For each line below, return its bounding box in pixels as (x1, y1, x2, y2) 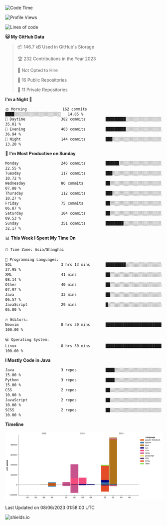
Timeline (5, 421, 24, 427)
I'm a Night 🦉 (5, 97, 32, 102)
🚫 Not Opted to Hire (17, 68, 58, 73)
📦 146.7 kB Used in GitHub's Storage (17, 44, 95, 50)
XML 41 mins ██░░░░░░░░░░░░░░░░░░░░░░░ (5, 272, 162, 277)
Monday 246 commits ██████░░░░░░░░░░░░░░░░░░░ (5, 161, 162, 166)
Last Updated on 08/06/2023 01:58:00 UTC (5, 504, 95, 510)
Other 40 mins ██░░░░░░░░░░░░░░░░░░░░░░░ (5, 282, 162, 287)
